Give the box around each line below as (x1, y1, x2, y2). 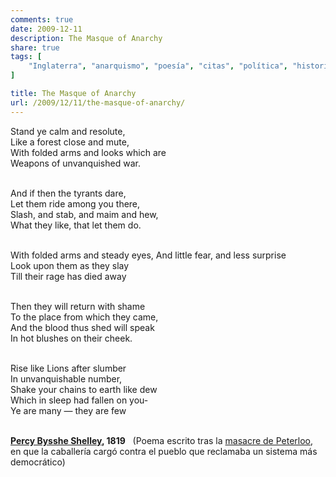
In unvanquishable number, (10, 372, 123, 385)
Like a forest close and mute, (10, 136, 130, 148)
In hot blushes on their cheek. (10, 332, 133, 344)
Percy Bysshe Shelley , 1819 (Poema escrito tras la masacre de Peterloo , (10, 434, 314, 446)
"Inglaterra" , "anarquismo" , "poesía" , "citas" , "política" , (28, 61, 288, 71)
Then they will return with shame (10, 300, 146, 312)
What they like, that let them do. (10, 219, 142, 231)
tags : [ (10, 52, 43, 62)
